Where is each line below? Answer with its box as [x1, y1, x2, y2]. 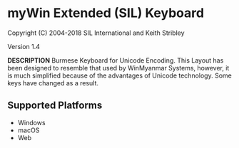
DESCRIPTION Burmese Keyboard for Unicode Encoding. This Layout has [7, 55, 224, 65]
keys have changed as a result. [7, 78, 98, 87]
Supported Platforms [7, 100, 103, 112]
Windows [17, 118, 46, 127]
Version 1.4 [7, 42, 41, 51]
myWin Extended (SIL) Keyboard [7, 5, 205, 21]
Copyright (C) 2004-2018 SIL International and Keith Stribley [7, 28, 185, 37]
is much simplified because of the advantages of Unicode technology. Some [7, 71, 232, 80]
